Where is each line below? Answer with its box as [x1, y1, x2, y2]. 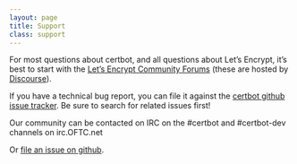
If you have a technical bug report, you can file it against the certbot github [9, 91, 285, 101]
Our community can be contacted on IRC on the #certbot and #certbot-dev [9, 117, 286, 128]
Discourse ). [9, 73, 52, 84]
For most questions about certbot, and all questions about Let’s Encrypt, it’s [9, 55, 288, 65]
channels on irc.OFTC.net [9, 127, 103, 138]
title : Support [9, 22, 66, 30]
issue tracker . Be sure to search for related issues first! [9, 100, 211, 111]
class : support [9, 30, 66, 39]
